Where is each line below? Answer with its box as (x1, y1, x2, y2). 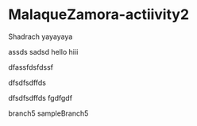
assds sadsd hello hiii (8, 47, 79, 56)
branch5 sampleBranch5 (8, 109, 89, 118)
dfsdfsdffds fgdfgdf (8, 93, 73, 102)
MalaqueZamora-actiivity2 (8, 6, 189, 24)
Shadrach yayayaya (8, 32, 73, 41)
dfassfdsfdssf (8, 62, 54, 72)
